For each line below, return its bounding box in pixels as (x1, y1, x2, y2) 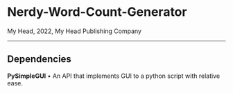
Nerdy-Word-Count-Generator (7, 4, 187, 20)
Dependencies (7, 53, 71, 65)
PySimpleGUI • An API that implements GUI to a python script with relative (7, 72, 221, 80)
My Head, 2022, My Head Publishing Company (7, 27, 142, 35)
